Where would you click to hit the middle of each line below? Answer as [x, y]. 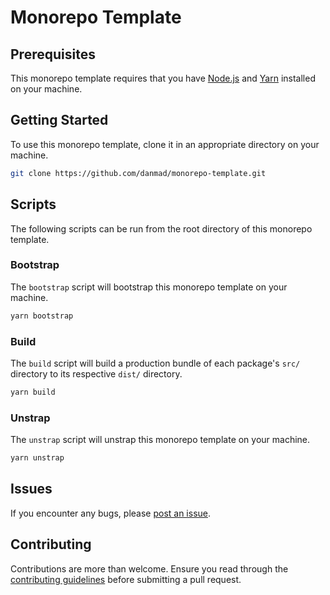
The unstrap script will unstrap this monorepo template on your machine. [160, 440]
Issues [31, 489]
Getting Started [59, 120]
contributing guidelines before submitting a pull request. [126, 579]
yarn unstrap [37, 458]
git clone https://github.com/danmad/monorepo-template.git [138, 173]
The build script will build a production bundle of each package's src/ [155, 363]
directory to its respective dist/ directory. [96, 373]
